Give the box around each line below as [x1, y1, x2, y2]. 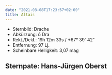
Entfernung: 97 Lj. [12, 42, 50, 48]
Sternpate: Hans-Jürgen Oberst [5, 61, 107, 70]
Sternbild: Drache [12, 26, 49, 32]
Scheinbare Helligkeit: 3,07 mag [12, 47, 79, 53]
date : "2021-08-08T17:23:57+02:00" [5, 7, 80, 13]
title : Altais [5, 12, 35, 17]
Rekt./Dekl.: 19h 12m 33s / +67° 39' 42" [12, 36, 95, 43]
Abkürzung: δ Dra [12, 31, 49, 37]
